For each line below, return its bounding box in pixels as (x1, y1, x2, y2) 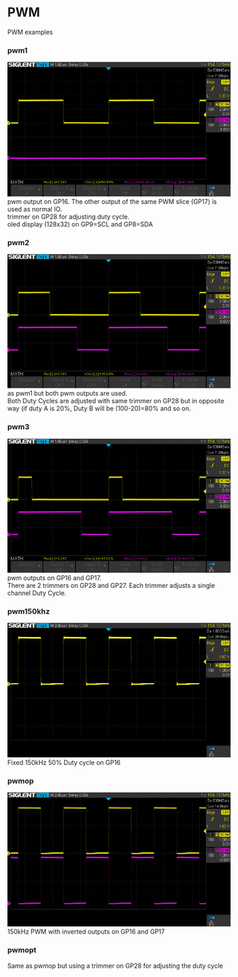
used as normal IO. (7, 204, 62, 213)
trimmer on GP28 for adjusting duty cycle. (7, 212, 130, 221)
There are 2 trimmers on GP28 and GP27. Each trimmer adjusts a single (7, 582, 215, 589)
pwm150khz (7, 606, 50, 616)
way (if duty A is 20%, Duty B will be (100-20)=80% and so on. (7, 404, 191, 413)
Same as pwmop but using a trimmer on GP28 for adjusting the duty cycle (7, 961, 223, 970)
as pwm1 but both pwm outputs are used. (7, 389, 127, 398)
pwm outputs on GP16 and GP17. (7, 574, 102, 582)
